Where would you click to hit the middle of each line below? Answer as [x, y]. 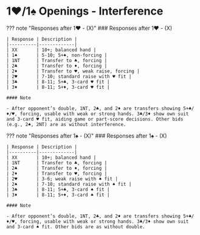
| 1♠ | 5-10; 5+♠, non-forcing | [57, 55]
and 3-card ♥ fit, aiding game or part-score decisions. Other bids [95, 119]
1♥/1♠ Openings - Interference [85, 11]
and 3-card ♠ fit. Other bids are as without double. [76, 226]
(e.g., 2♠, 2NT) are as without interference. [66, 124]
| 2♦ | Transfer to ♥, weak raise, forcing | [73, 71]
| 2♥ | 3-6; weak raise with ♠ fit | [62, 179]
